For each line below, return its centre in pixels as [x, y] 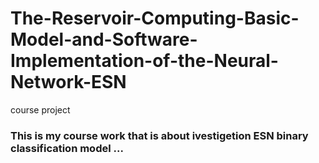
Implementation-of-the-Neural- [144, 61]
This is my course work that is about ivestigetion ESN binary [159, 135]
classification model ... [67, 148]
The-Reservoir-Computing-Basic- [155, 18]
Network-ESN [68, 82]
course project [40, 109]
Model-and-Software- [104, 39]
